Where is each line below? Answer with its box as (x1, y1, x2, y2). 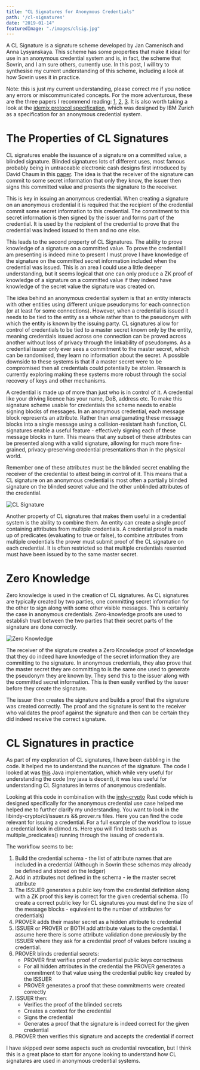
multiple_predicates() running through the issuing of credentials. (6, 832, 164, 839)
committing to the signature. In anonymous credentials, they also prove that (6, 659, 192, 666)
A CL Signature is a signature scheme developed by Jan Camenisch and (6, 42, 184, 49)
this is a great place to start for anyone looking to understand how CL (6, 1051, 177, 1058)
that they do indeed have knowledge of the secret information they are (6, 653, 180, 660)
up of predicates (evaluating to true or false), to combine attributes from (6, 532, 183, 539)
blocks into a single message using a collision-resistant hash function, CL (6, 420, 187, 428)
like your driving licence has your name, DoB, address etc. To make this (6, 395, 182, 402)
